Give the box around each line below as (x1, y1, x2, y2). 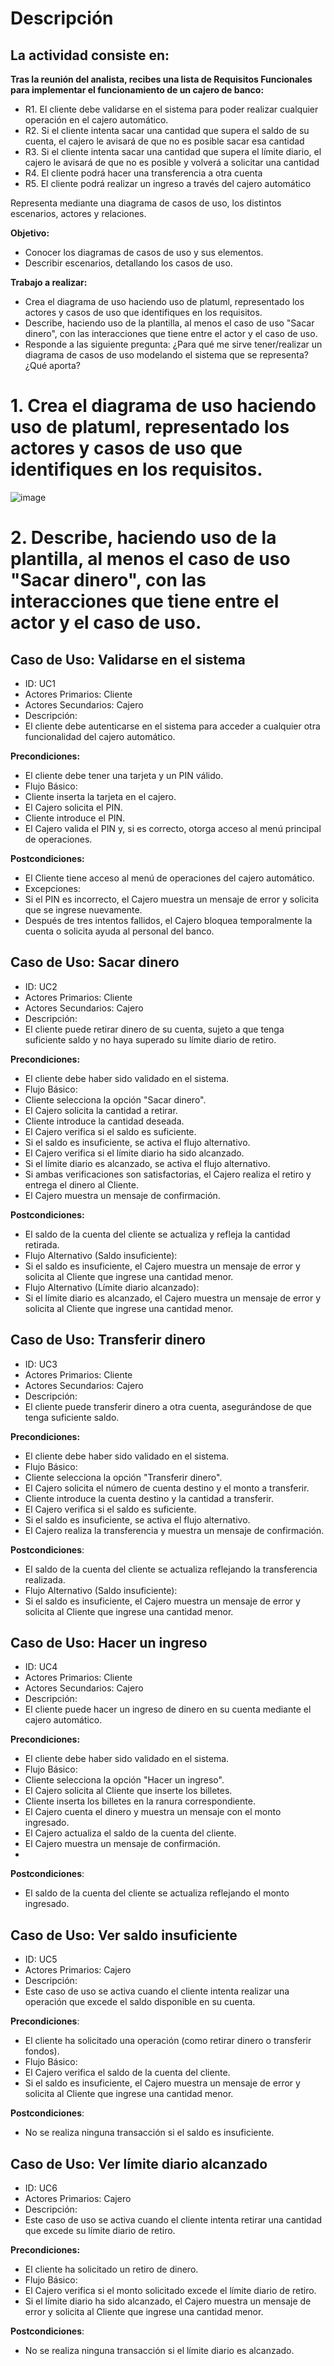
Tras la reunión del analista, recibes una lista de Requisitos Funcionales (10, 73, 313, 85)
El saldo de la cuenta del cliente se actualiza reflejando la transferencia (24, 1563, 318, 1575)
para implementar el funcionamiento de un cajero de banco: (10, 84, 265, 96)
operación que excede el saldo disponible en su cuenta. (24, 1996, 256, 2008)
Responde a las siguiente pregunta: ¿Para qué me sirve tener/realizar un (24, 338, 323, 350)
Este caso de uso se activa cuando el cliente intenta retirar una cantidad (24, 2214, 323, 2226)
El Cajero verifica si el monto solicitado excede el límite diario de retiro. (24, 2285, 317, 2296)
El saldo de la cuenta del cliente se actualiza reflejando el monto (24, 1887, 290, 1899)
